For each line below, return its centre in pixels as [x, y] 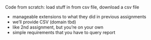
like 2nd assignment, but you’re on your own [58, 27]
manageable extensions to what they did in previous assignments [79, 17]
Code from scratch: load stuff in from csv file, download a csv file [72, 7]
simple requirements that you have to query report [64, 32]
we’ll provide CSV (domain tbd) [44, 22]
